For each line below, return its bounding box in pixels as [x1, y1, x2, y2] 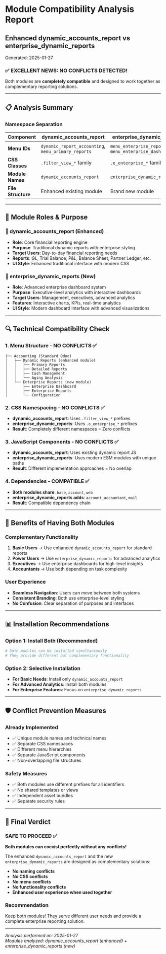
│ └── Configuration [5, 392, 61, 398]
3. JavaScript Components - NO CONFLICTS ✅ [5, 438, 119, 445]
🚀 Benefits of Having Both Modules [5, 518, 115, 527]
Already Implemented [5, 724, 58, 731]
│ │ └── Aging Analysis [5, 375, 63, 380]
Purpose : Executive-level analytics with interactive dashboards [12, 289, 141, 295]
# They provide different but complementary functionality [5, 653, 129, 659]
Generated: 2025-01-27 [5, 55, 53, 61]
